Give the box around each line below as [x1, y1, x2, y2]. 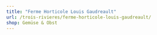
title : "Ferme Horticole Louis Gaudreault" [6, 8, 117, 15]
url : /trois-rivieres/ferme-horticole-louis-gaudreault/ [6, 14, 152, 20]
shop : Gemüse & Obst [6, 20, 58, 26]
